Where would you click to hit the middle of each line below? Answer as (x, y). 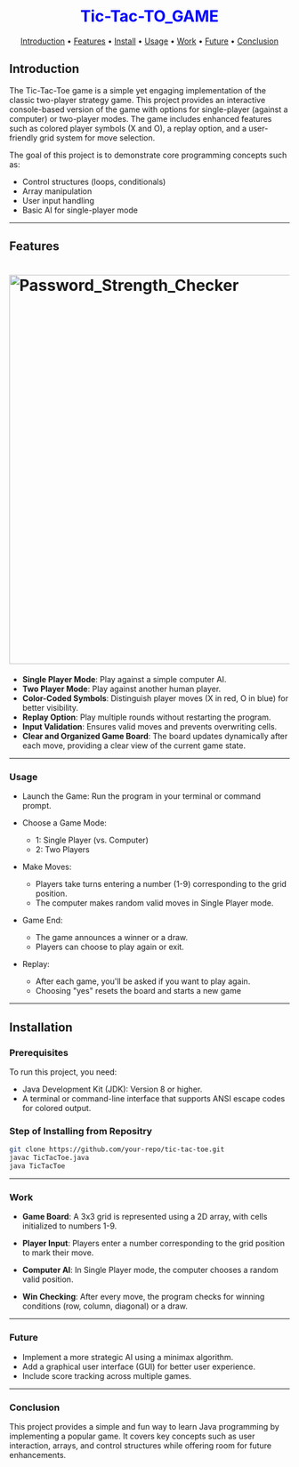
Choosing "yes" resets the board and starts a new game (138, 991)
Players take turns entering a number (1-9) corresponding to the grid (161, 884)
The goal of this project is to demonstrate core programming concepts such (148, 155)
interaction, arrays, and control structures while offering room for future (141, 1445)
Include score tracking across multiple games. (107, 1375)
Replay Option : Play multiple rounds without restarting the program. (146, 717)
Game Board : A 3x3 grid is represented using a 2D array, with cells (145, 1217)
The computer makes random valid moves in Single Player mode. (154, 903)
